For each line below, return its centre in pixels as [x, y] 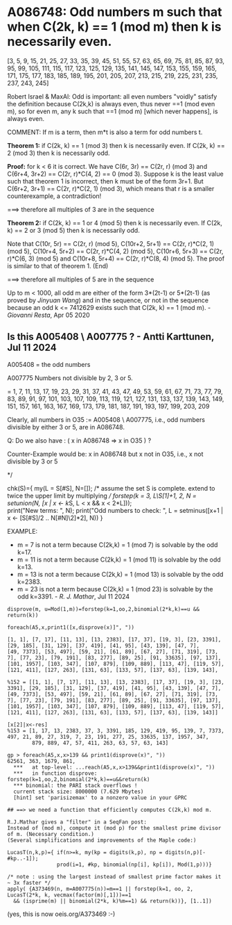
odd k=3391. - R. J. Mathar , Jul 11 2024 [73, 596]
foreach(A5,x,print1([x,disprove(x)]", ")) [71, 627]
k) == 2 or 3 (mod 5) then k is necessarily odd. [73, 230]
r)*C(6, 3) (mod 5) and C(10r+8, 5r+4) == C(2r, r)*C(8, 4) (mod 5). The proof [116, 259]
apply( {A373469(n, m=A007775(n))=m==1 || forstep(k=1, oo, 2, [100, 889]
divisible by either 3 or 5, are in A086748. [66, 427]
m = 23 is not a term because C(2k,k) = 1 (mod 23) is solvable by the [115, 589]
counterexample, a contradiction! [54, 196]
